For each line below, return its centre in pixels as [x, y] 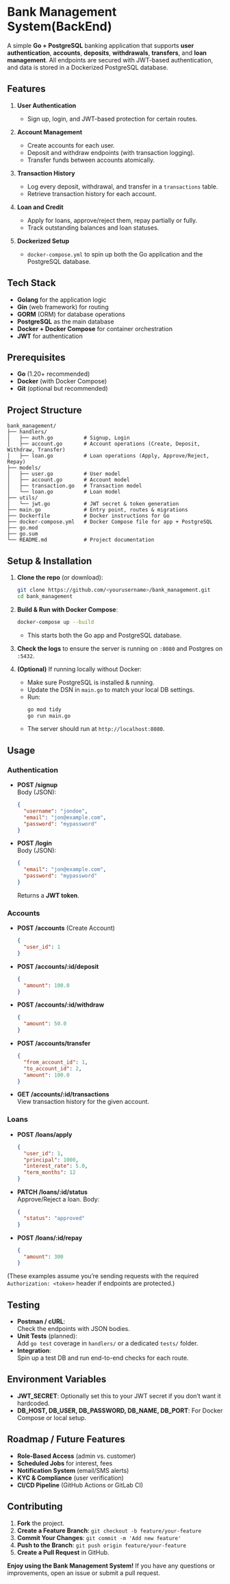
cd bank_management [45, 596]
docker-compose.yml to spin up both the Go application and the [115, 254]
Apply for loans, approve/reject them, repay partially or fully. [112, 220]
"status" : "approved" [54, 1218]
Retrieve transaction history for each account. [92, 193]
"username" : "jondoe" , [56, 811]
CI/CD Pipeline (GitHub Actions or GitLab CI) [80, 1485]
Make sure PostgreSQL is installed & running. [91, 682]
